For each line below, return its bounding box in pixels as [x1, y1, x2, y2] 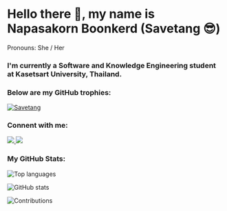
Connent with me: [7, 120, 68, 130]
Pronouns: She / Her [7, 43, 65, 52]
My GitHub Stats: [7, 154, 66, 164]
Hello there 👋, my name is [7, 6, 155, 22]
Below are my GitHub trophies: [7, 87, 111, 97]
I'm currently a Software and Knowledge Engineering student [7, 60, 217, 70]
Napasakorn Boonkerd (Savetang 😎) [7, 21, 221, 36]
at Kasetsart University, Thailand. [7, 69, 122, 78]
